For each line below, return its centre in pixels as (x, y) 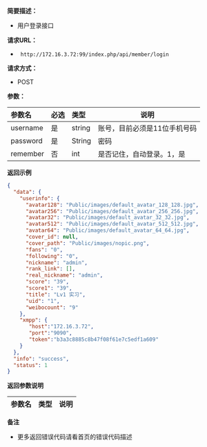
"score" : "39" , (47, 282)
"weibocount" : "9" (52, 307)
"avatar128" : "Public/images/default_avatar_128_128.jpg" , (112, 205)
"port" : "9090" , (50, 333)
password (27, 141)
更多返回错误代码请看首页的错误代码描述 (75, 437)
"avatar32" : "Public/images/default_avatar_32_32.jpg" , (107, 218)
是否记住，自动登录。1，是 (141, 154)
